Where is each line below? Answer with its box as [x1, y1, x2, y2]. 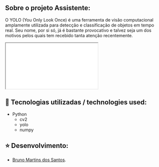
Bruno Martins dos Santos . [12, 157, 66, 163]
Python [12, 111, 27, 117]
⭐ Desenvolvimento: [5, 142, 69, 150]
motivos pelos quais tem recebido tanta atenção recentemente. [5, 32, 133, 38]
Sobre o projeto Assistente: [5, 4, 91, 12]
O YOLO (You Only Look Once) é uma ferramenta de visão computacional [5, 17, 154, 23]
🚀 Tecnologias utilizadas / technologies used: [5, 98, 147, 107]
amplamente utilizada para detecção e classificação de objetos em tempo [5, 22, 155, 28]
